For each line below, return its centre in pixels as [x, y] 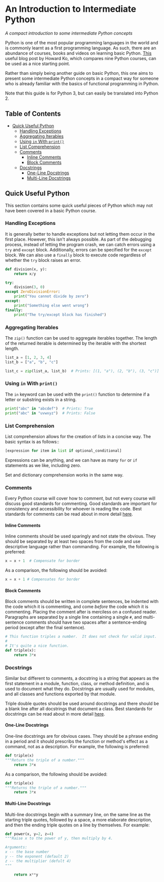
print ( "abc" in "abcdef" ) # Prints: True [49, 409]
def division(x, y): [26, 269]
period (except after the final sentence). [45, 628]
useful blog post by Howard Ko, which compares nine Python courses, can [81, 58]
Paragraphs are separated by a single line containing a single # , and [74, 617]
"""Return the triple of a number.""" [45, 760]
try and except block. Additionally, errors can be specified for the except [79, 250]
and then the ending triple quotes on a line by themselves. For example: [77, 825]
